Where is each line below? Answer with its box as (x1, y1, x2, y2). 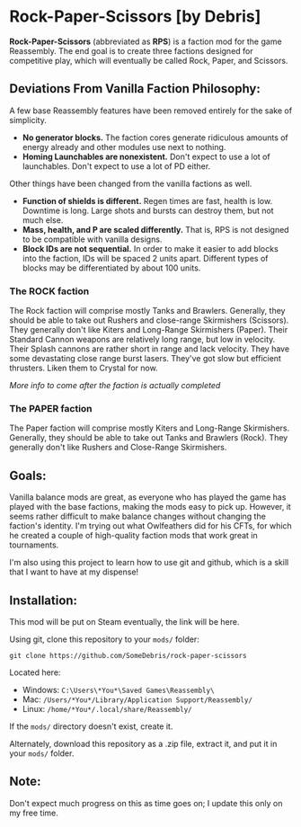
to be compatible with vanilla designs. (22, 234, 163, 245)
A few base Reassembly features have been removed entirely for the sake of (9, 105, 293, 116)
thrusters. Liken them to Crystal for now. (9, 362, 159, 374)
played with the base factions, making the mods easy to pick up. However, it (9, 502, 292, 512)
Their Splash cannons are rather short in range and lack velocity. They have (9, 343, 290, 354)
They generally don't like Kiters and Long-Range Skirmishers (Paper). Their (9, 325, 288, 335)
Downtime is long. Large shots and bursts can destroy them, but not (22, 205, 274, 216)
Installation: (9, 592, 78, 608)
